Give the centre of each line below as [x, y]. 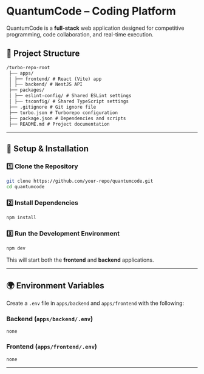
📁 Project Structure [43, 54]
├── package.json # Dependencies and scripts [67, 118]
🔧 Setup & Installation [48, 148]
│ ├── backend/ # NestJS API [46, 84]
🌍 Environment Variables [55, 286]
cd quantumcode [25, 186]
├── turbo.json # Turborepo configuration [63, 113]
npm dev [16, 248]
